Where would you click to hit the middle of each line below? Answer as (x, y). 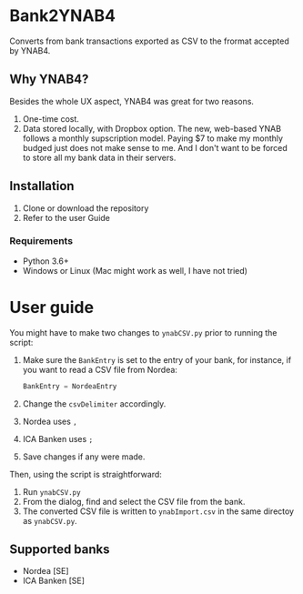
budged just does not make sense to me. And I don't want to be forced (155, 147)
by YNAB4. (30, 50)
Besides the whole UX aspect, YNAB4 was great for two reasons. (132, 101)
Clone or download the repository (86, 208)
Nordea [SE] (46, 571)
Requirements (41, 241)
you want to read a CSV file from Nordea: (100, 369)
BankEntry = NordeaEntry (70, 386)
